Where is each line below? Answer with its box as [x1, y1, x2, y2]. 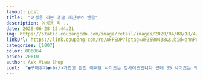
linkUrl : [6, 37, 28, 43]
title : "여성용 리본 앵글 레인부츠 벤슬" [6, 14, 98, 20]
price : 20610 [6, 54, 39, 60]
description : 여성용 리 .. [6, 20, 69, 26]
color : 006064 [6, 48, 42, 54]
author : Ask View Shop [6, 59, 63, 65]
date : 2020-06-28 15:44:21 [6, 25, 74, 32]
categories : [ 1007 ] [6, 43, 56, 49]
